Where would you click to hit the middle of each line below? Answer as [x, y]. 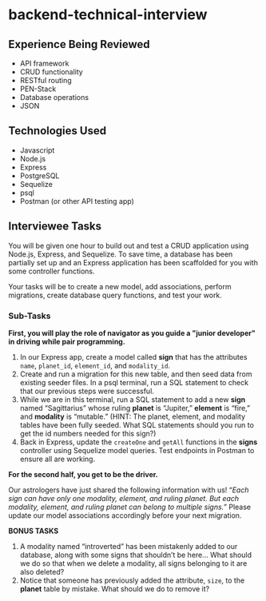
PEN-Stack [38, 89]
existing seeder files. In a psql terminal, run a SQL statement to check [134, 382]
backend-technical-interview [108, 15]
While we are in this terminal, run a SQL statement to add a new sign [133, 399]
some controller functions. [52, 271]
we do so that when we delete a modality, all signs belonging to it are [133, 563]
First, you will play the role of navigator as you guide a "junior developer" [132, 332]
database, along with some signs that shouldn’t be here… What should [136, 555]
